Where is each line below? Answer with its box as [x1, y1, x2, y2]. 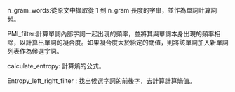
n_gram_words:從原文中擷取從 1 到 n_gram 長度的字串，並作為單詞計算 [7, 6, 211, 14]
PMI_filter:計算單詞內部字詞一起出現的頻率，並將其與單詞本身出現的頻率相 [7, 30, 221, 38]
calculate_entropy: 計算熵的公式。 [7, 62, 105, 70]
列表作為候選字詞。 [7, 47, 63, 55]
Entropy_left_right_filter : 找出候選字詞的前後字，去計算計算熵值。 [7, 77, 196, 85]
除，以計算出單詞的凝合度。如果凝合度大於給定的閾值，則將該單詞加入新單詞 [7, 38, 229, 47]
